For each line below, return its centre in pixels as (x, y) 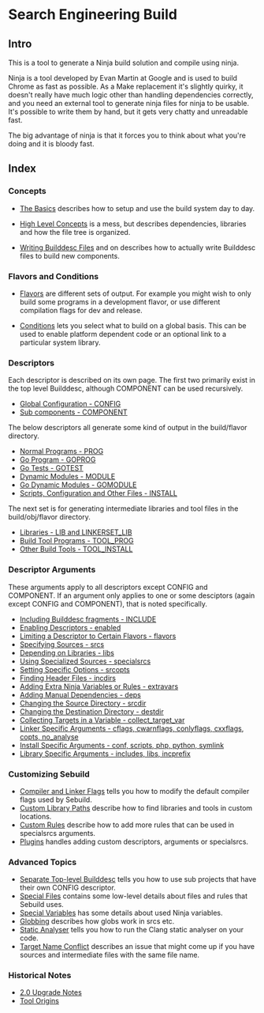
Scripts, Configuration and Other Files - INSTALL (99, 493)
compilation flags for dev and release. (81, 310)
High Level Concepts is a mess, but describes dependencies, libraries (133, 224)
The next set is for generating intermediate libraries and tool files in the (123, 508)
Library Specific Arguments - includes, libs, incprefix (105, 754)
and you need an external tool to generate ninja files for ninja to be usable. (129, 103)
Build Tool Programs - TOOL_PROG (76, 541)
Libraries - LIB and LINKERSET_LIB (76, 532)
